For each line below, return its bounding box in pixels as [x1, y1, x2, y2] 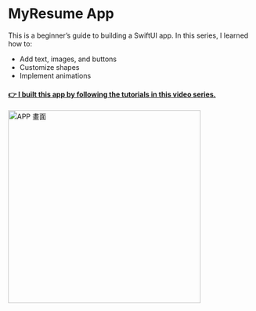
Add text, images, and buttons [19, 54, 117, 64]
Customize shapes [19, 62, 80, 71]
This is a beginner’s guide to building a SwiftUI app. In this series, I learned [8, 31, 249, 40]
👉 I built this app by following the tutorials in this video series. [8, 90, 217, 99]
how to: [8, 38, 33, 48]
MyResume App [8, 5, 115, 23]
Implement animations [19, 71, 92, 80]
